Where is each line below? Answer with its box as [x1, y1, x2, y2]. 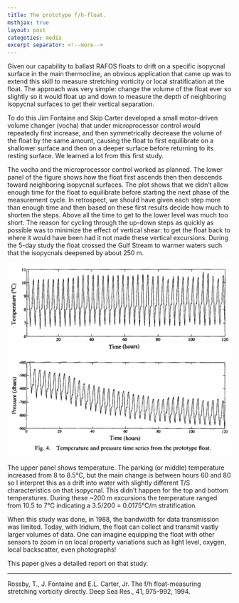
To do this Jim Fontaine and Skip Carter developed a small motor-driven [7, 114, 218, 123]
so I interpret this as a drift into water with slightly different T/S [7, 478, 191, 487]
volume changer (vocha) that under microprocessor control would [7, 121, 201, 130]
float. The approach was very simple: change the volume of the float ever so [7, 85, 232, 93]
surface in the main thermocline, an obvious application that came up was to [7, 70, 231, 78]
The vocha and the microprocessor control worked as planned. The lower [7, 165, 223, 174]
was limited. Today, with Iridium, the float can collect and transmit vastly [7, 522, 219, 531]
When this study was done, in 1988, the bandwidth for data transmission [7, 515, 219, 523]
